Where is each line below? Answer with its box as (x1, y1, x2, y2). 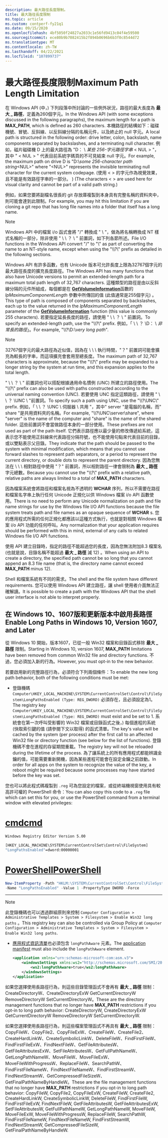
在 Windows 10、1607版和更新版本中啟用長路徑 (5, 610, 153, 618)
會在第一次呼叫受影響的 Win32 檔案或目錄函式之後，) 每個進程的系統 (16, 720, 156, 726)
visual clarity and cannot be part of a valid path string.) (5, 182, 118, 188)
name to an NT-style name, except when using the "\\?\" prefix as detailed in (5, 246, 162, 252)
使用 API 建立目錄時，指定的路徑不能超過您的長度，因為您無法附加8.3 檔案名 (5, 543, 162, 549)
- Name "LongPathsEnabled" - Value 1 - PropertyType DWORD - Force (5, 885, 140, 890)
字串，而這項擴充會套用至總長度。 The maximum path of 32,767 (26, 353, 158, 360)
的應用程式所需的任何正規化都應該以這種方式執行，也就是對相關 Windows (5, 516, 157, 522)
